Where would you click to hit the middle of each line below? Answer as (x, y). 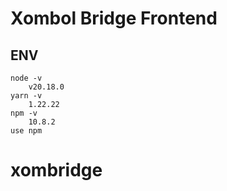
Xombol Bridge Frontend (114, 18)
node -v (26, 78)
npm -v (24, 113)
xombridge (56, 170)
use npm (26, 131)
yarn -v (26, 96)
